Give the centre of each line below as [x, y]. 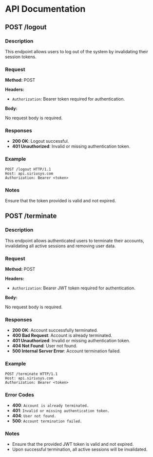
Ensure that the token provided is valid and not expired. [60, 201]
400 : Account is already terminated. [50, 405]
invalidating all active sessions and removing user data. [60, 246]
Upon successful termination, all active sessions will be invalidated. [80, 449]
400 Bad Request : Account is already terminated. [62, 335]
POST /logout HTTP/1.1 [28, 169]
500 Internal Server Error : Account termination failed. [66, 351]
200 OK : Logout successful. [40, 141]
